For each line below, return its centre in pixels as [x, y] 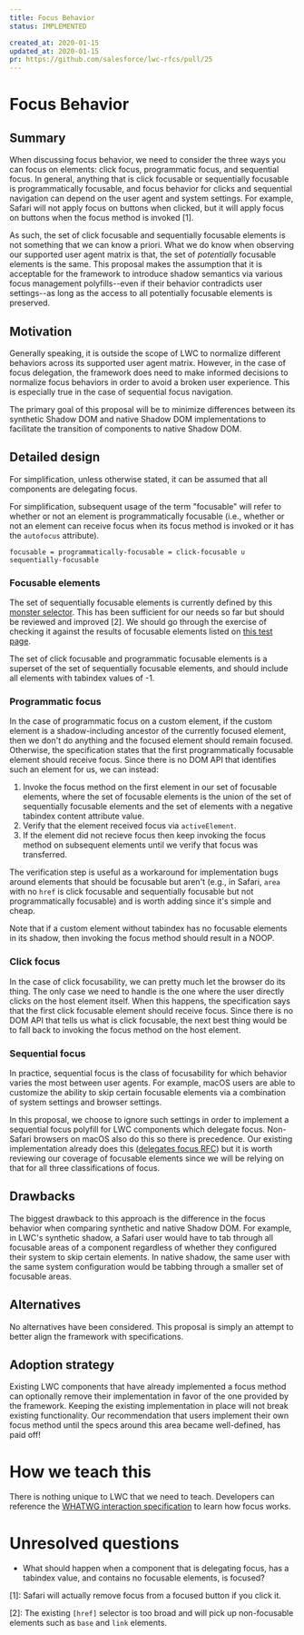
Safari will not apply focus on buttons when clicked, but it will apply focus [147, 208]
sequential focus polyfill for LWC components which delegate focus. [137, 1129]
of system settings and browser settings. [86, 1102]
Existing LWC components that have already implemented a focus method [148, 1387]
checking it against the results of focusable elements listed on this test [141, 631]
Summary [38, 138]
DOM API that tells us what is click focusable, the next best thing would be [148, 1020]
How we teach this [80, 1471]
